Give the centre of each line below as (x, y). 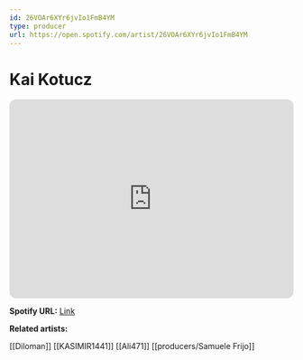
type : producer (38, 26)
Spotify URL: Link (42, 311)
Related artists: (39, 329)
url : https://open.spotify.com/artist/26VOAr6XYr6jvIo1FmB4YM (129, 34)
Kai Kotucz (51, 79)
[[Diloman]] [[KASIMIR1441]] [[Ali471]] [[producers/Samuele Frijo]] (132, 346)
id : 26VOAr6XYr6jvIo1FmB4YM (62, 18)
